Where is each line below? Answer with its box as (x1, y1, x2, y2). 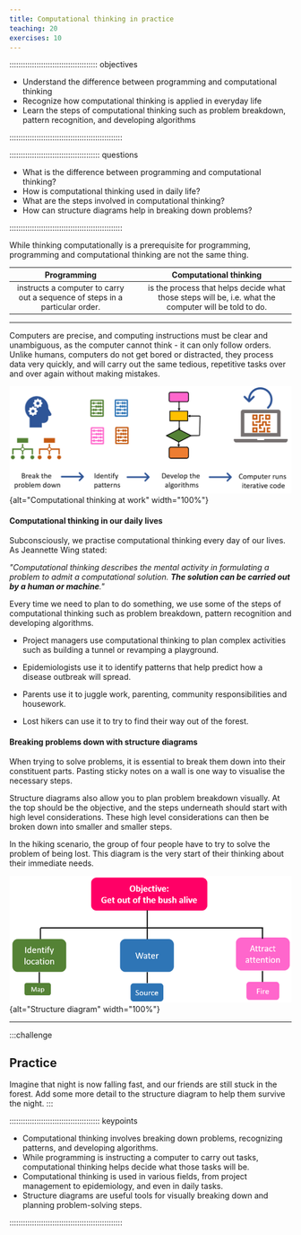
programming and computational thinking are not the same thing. (9, 250, 249, 260)
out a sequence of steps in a (18, 292, 124, 303)
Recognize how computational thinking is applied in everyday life (21, 95, 262, 107)
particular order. (40, 302, 101, 313)
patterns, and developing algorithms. (21, 1142, 159, 1153)
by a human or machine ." (9, 581, 105, 592)
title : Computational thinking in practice (9, 14, 175, 23)
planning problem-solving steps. (21, 1200, 142, 1211)
